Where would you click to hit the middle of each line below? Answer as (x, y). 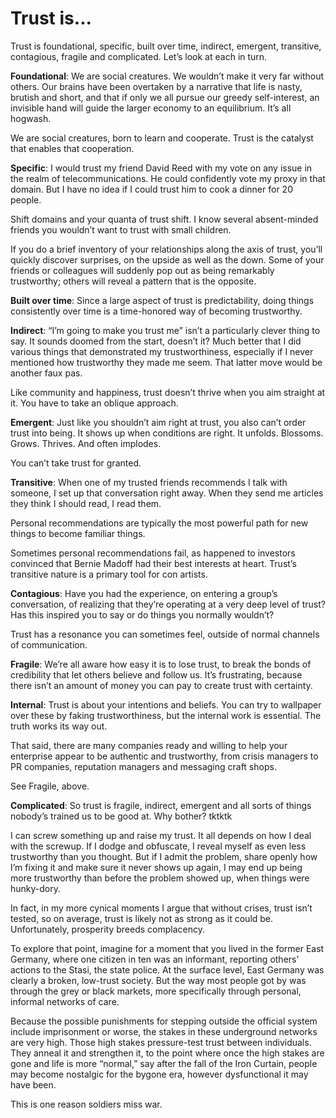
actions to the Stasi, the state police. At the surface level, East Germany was (167, 969)
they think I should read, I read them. (86, 503)
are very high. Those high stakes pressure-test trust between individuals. (161, 1042)
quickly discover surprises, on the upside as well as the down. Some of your (167, 259)
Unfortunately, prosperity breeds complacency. (107, 929)
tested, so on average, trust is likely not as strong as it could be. (142, 918)
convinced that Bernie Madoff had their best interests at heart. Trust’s (153, 563)
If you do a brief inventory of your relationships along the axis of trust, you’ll (166, 249)
